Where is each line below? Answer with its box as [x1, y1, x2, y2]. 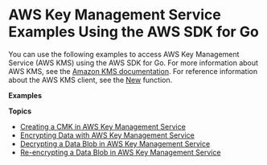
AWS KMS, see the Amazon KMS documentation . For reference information [8, 66, 258, 76]
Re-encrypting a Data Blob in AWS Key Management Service [19, 147, 221, 157]
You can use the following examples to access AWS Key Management [8, 49, 240, 59]
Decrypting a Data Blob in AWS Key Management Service [19, 138, 211, 148]
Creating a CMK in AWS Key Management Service [19, 122, 187, 131]
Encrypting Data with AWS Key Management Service [19, 130, 195, 140]
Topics [8, 106, 32, 116]
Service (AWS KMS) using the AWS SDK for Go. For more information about [8, 58, 259, 68]
